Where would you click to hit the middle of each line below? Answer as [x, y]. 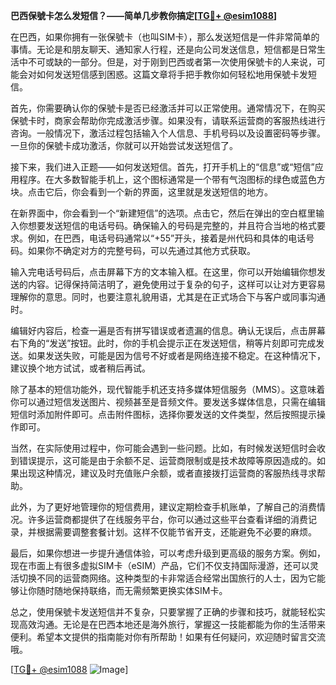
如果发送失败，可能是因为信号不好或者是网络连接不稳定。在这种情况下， [176, 355]
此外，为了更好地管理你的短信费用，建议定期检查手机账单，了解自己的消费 [163, 507]
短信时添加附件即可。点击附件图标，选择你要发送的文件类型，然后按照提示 [163, 414]
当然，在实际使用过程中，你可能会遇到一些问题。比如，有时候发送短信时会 [163, 448]
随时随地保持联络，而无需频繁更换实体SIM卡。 [132, 590]
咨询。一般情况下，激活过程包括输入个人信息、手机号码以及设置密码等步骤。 [168, 133]
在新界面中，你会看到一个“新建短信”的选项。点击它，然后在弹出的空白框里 [163, 213]
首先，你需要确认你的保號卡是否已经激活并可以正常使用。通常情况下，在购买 [168, 108]
